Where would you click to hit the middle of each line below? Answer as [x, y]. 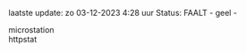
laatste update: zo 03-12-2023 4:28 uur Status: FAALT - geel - [123, 13]
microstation [31, 30]
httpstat [23, 39]
